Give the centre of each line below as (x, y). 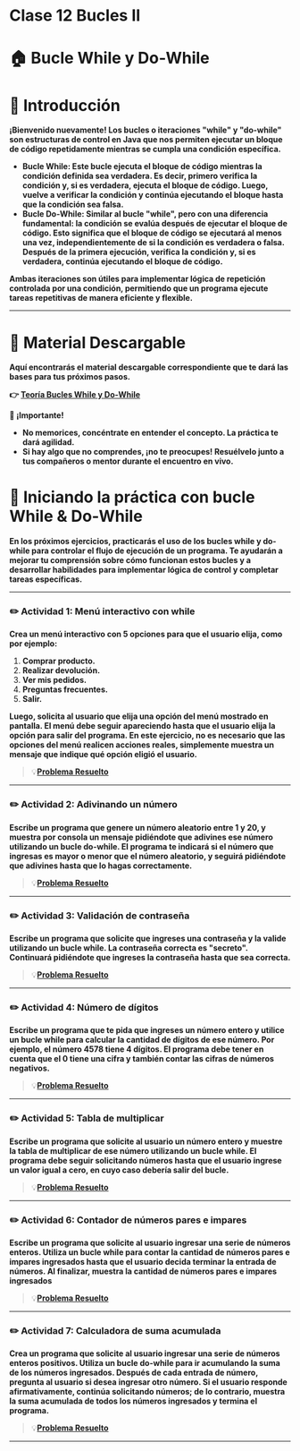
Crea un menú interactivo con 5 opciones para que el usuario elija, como (146, 634)
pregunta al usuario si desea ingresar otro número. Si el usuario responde (148, 1382)
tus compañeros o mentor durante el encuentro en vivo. (128, 461)
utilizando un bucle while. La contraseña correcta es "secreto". (129, 948)
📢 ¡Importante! (37, 415)
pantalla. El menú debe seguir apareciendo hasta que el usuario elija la (142, 726)
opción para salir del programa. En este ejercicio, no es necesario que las (147, 736)
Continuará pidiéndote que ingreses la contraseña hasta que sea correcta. (150, 958)
